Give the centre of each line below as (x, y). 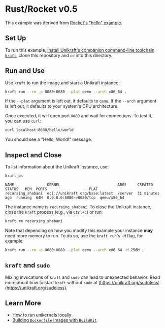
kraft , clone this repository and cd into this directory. (59, 55)
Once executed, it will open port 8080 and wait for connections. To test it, (79, 116)
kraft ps (14, 176)
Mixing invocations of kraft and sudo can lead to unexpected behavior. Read (82, 277)
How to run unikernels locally (42, 315)
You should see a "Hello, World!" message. (49, 139)
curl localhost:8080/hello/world (39, 130)
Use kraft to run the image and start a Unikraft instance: (62, 83)
